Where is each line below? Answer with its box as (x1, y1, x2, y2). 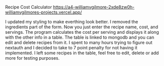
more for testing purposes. (5, 55, 60, 61)
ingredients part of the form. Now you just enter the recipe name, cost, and (5, 24, 159, 30)
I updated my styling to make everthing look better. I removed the (5, 19, 138, 24)
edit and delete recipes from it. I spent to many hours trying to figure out (5, 40, 153, 45)
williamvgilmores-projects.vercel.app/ (5, 9, 82, 15)
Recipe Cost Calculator (5, 4, 52, 10)
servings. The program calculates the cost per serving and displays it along (5, 29, 160, 35)
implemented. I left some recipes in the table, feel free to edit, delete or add (5, 50, 159, 56)
